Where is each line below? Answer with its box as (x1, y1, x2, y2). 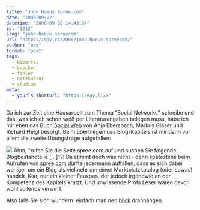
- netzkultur (11, 76, 44, 82)
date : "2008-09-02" (6, 14, 55, 20)
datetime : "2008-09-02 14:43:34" (6, 20, 90, 26)
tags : (6, 53, 20, 59)
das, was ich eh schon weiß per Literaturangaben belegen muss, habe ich (6, 115, 189, 122)
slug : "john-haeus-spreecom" (6, 31, 79, 37)
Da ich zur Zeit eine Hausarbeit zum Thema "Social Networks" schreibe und (6, 109, 194, 116)
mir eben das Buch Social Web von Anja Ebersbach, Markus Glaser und (6, 121, 183, 129)
